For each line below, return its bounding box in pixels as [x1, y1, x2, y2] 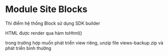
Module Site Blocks [5, 4, 88, 15]
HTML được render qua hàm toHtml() [5, 30, 82, 36]
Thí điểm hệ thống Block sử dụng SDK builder [5, 20, 100, 26]
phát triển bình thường [5, 45, 51, 51]
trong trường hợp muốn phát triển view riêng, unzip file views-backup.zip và [5, 39, 163, 46]
